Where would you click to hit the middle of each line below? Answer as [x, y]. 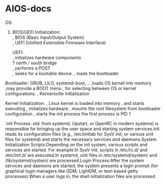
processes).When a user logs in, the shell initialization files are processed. [81, 176]
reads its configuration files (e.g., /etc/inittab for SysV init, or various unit [79, 134]
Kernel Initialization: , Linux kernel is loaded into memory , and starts [75, 103]
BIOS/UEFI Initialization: [36, 32]
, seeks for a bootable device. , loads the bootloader [65, 73]
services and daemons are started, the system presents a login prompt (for [82, 166]
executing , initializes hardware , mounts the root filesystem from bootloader [83, 108]
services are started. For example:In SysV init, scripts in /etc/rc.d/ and [76, 150]
